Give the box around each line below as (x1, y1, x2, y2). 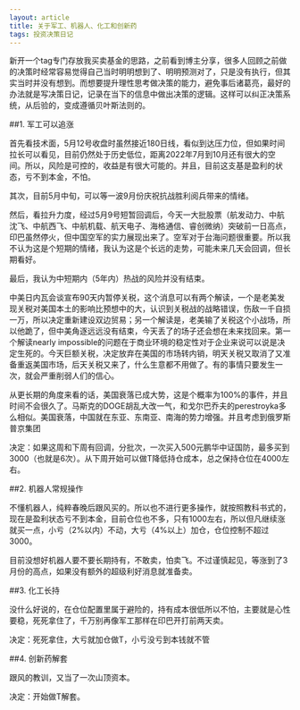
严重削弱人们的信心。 (39, 370, 119, 381)
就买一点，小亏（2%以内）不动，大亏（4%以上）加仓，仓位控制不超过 (9, 525, 270, 536)
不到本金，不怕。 (32, 172, 96, 182)
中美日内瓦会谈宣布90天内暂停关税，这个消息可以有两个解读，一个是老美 (9, 292, 278, 303)
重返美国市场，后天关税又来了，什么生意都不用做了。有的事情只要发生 (16, 359, 275, 370)
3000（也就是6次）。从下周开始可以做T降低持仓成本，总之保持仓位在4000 (9, 453, 282, 464)
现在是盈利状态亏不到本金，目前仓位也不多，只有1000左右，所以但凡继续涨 (9, 513, 286, 524)
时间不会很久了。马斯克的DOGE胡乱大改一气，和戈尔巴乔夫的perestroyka (9, 401, 279, 411)
